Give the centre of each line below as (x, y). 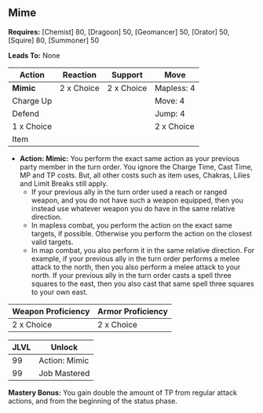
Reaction (79, 75)
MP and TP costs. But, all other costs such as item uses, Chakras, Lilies (135, 175)
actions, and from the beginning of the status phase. (93, 400)
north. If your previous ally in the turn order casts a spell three (131, 275)
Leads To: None (34, 55)
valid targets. (52, 242)
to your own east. (59, 292)
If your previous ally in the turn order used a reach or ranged (129, 192)
